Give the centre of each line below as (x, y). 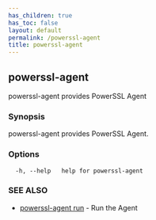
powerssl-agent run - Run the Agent (79, 207)
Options (24, 154)
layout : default (35, 30)
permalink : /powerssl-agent (55, 38)
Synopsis (27, 116)
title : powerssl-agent (46, 45)
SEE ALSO (28, 191)
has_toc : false (33, 23)
